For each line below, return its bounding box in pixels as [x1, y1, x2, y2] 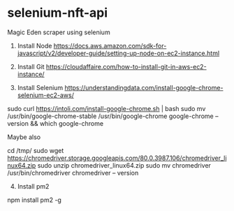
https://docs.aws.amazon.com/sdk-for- [53, 41, 167, 50]
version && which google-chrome [7, 119, 103, 127]
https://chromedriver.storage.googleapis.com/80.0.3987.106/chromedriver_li [7, 154, 227, 162]
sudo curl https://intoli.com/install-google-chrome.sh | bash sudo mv [7, 104, 206, 112]
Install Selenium [17, 83, 64, 92]
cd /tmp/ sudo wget [7, 146, 64, 154]
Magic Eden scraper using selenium [7, 28, 110, 36]
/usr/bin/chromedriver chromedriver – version [7, 168, 139, 177]
